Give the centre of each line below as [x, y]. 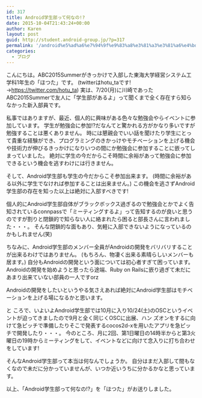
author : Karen [24, 29]
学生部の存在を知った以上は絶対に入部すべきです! [68, 191]
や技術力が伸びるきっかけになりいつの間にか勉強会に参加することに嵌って [98, 148]
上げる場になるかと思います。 [69, 297]
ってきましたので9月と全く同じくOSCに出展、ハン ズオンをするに [109, 318]
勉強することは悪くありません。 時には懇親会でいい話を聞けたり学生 [91, 133]
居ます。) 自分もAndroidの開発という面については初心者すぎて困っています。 [100, 262]
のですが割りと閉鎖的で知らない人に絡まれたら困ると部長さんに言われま [96, 219]
